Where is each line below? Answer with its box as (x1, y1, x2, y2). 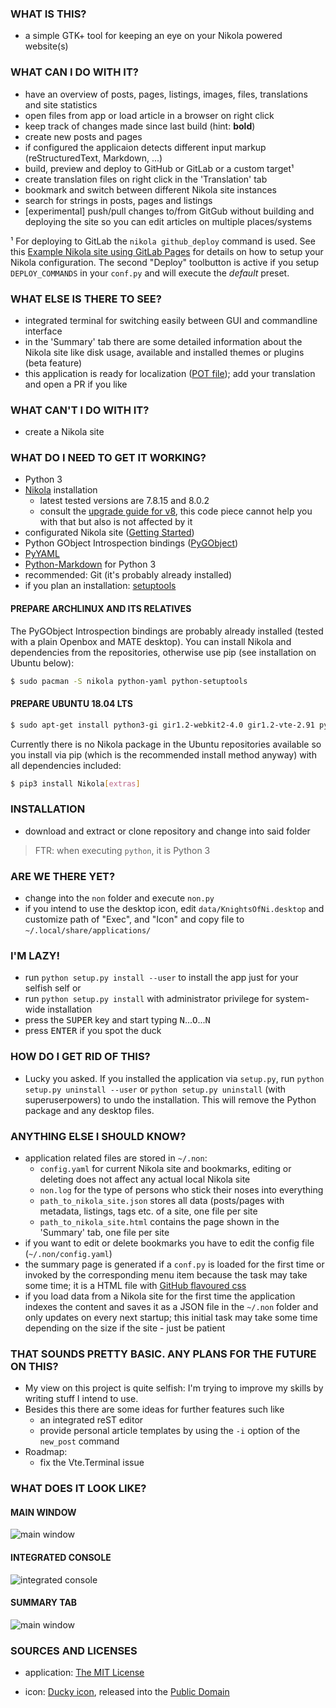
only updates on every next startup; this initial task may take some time (24, 1312, 318, 1323)
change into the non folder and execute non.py (24, 892, 215, 904)
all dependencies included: (10, 759, 122, 771)
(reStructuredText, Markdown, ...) (24, 152, 163, 164)
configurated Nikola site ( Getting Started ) (24, 527, 195, 539)
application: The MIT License (24, 1667, 145, 1679)
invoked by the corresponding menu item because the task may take (24, 1269, 308, 1281)
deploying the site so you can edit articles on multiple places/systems (24, 215, 313, 227)
